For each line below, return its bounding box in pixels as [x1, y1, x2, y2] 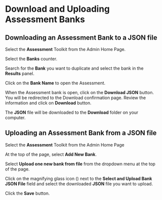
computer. [5, 115, 26, 121]
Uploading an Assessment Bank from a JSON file [5, 129, 157, 137]
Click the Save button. [5, 190, 50, 196]
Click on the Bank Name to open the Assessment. [5, 80, 106, 86]
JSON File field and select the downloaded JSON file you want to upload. [5, 180, 153, 187]
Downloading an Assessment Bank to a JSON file [5, 33, 158, 42]
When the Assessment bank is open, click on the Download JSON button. [5, 90, 154, 95]
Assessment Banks [5, 14, 85, 25]
